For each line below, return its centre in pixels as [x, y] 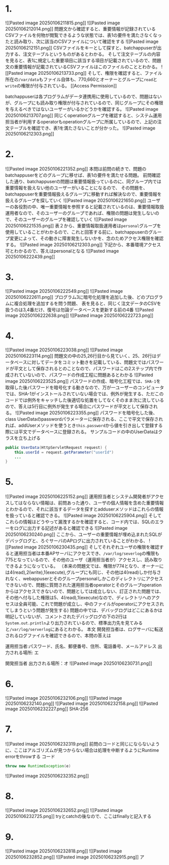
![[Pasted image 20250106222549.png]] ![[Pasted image [64, 291]
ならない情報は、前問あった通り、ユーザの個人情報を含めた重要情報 [93, 503]
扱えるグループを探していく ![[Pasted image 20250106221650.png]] [76, 200]
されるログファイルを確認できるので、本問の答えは [58, 635]
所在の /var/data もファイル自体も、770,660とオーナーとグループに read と [81, 79]
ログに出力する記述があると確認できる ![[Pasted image [71, 528]
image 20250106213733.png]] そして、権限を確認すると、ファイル [93, 73]
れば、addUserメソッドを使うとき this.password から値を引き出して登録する [84, 425]
